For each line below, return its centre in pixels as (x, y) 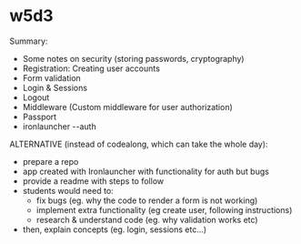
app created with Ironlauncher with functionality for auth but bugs (146, 171)
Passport (40, 117)
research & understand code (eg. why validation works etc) (147, 219)
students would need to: (68, 190)
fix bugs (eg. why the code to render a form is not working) (147, 200)
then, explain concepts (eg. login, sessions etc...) (115, 229)
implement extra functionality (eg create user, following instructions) (164, 209)
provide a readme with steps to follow (93, 181)
